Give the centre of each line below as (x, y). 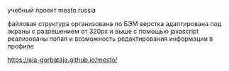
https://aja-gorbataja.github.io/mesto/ (63, 60)
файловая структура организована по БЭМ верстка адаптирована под (114, 24)
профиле (21, 46)
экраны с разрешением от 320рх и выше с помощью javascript (103, 31)
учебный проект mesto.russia (51, 10)
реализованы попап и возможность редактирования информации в (110, 39)
